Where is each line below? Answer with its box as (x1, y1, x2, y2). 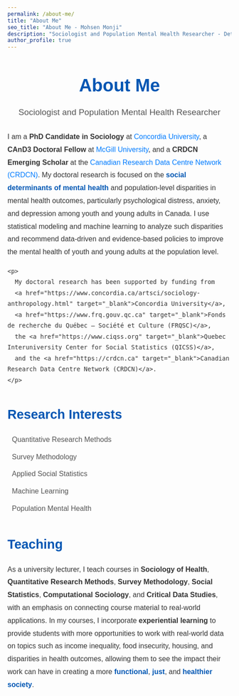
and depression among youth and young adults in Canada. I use (7, 209, 210, 218)
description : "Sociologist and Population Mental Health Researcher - (7, 30, 221, 38)
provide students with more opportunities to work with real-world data (7, 629, 224, 638)
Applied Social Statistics (11, 470, 87, 478)
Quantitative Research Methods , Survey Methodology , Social (7, 578, 213, 586)
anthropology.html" (7, 300, 73, 308)
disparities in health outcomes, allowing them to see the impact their (7, 655, 221, 663)
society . (7, 680, 34, 689)
